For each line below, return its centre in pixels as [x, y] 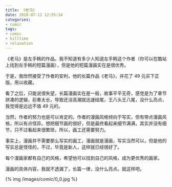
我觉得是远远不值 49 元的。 [34, 106]
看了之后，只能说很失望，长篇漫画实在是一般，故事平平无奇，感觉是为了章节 [86, 93]
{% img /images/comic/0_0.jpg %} [41, 179]
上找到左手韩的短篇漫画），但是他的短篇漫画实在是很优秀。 [67, 65]
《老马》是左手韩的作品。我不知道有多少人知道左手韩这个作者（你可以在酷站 [86, 58]
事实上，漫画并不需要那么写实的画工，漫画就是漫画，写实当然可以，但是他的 [86, 140]
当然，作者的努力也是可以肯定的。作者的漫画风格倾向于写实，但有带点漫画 [84, 117]
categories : [18, 19]
